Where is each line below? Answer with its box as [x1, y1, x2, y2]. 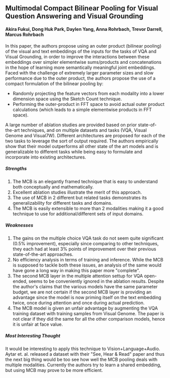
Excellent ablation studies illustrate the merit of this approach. [12, 189, 142, 195]
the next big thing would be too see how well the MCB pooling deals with [5, 356, 158, 362]
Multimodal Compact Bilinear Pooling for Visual [5, 4, 158, 13]
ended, [12, 278, 28, 284]
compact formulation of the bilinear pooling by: [5, 81, 104, 87]
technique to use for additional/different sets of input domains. [12, 210, 144, 217]
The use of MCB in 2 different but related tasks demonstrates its [12, 195, 147, 201]
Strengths [5, 166, 27, 172]
